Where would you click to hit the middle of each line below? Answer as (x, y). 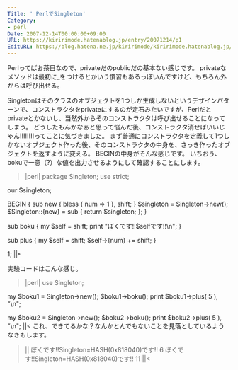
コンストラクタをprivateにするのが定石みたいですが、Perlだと (121, 109)
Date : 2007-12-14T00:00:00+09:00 (57, 34)
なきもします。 (29, 335)
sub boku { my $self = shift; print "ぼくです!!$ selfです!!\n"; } (95, 226)
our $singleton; (29, 190)
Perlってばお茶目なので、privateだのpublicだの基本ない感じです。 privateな (117, 68)
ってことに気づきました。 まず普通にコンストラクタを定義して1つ (129, 136)
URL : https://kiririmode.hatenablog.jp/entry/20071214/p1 (95, 40)
